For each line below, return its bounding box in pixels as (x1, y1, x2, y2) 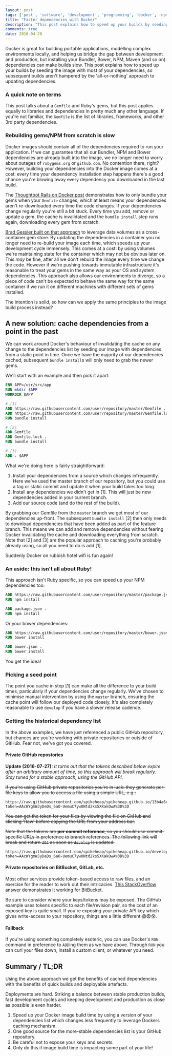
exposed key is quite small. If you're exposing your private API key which (5, 908, 159, 914)
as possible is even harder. (5, 1002, 62, 1008)
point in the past (5, 327, 58, 336)
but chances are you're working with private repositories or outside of (5, 735, 153, 741)
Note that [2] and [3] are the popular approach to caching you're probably (5, 537, 162, 543)
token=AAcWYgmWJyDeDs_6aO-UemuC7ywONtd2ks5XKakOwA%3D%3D (5, 853, 130, 859)
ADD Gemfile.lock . (5, 434, 47, 439)
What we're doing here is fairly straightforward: (5, 463, 105, 469)
